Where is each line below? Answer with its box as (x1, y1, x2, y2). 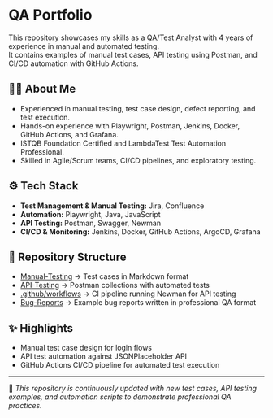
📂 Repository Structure (8, 250, 127, 263)
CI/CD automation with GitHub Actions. (8, 59, 139, 68)
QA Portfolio (8, 6, 93, 24)
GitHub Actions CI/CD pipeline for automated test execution (19, 360, 220, 370)
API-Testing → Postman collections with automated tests (19, 281, 210, 290)
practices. (8, 401, 42, 411)
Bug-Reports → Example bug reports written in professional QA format (19, 298, 257, 307)
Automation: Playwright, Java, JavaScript (19, 209, 161, 219)
